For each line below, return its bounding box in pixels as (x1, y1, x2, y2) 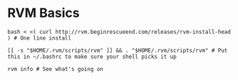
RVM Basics (7, 5, 80, 21)
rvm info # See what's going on (7, 65, 103, 72)
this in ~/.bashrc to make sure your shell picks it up (7, 53, 177, 60)
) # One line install (7, 34, 72, 42)
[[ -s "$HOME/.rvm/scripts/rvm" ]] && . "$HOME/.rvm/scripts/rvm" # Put (7, 47, 228, 54)
